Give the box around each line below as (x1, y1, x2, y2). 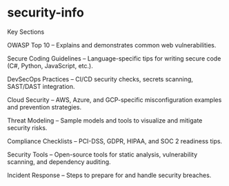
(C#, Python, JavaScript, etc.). (7, 61, 93, 70)
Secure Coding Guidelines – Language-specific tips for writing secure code (7, 54, 221, 63)
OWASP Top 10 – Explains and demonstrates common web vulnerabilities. (7, 41, 217, 49)
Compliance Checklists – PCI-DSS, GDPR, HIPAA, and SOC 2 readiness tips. (7, 136, 223, 145)
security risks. (7, 123, 48, 132)
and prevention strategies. (7, 103, 82, 111)
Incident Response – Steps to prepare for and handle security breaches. (7, 171, 212, 179)
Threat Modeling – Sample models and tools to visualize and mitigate (7, 116, 203, 125)
